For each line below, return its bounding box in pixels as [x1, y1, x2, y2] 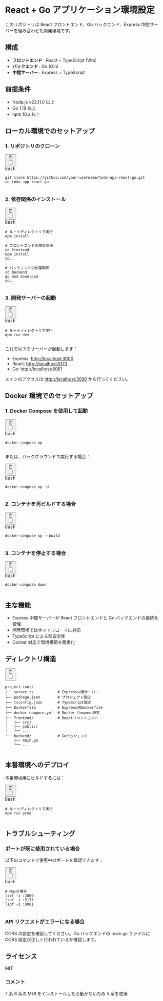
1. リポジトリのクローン [5, 143, 60, 149]
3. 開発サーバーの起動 [5, 295, 56, 301]
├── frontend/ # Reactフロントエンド [5, 715, 99, 721]
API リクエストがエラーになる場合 [5, 918, 85, 925]
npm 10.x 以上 [12, 111, 41, 117]
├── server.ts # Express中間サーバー [5, 689, 99, 694]
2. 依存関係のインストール [5, 196, 66, 203]
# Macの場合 [5, 889, 27, 894]
